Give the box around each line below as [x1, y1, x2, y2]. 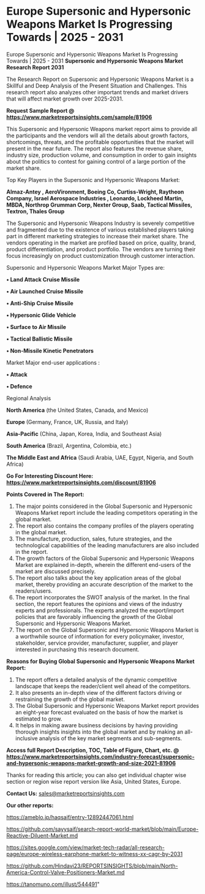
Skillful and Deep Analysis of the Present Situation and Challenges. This [6, 81, 187, 89]
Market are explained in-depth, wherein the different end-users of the [15, 561, 192, 568]
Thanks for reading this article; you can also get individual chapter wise [6, 771, 187, 779]
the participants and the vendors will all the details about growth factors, [6, 132, 189, 139]
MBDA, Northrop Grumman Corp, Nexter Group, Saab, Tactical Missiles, [6, 201, 193, 208]
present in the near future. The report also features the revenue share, [6, 145, 184, 152]
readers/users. [15, 587, 53, 594]
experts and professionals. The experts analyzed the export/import [15, 607, 184, 614]
